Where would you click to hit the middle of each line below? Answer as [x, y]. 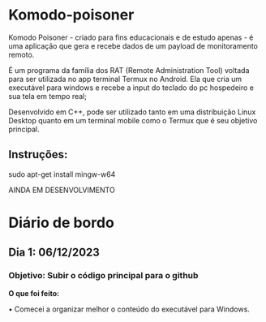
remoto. [21, 54]
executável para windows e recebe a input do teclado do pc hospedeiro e [131, 88]
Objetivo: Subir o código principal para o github [103, 276]
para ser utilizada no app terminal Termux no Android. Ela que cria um [125, 79]
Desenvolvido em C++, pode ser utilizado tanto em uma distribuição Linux [132, 112]
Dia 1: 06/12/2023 [54, 253]
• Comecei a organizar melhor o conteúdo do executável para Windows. [129, 309]
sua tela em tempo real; [48, 96]
